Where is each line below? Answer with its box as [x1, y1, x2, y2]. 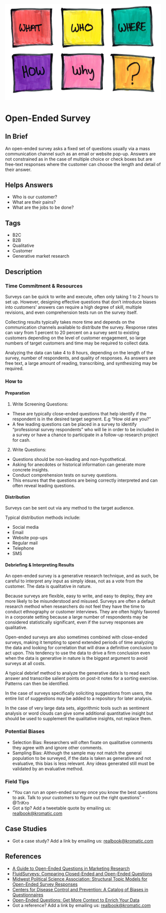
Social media [12, 524, 39, 530]
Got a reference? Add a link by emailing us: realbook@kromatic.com [12, 902, 151, 908]
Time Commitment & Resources [5, 282, 83, 289]
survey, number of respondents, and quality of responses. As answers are [5, 355, 156, 361]
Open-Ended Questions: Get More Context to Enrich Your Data [12, 897, 140, 903]
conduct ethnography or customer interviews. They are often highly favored [5, 609, 160, 615]
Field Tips [5, 778, 30, 785]
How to [5, 378, 23, 385]
